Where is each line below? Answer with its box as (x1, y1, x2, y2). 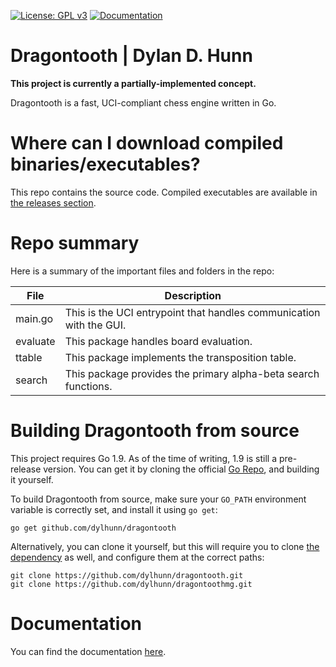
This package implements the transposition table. (64, 350, 297, 364)
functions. (64, 379, 113, 393)
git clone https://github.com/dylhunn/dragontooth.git (10, 570, 244, 580)
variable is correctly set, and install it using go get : (10, 503, 218, 515)
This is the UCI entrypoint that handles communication (64, 305, 321, 319)
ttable (15, 350, 43, 364)
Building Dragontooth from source (10, 420, 300, 442)
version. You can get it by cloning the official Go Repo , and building (43, 463, 320, 475)
